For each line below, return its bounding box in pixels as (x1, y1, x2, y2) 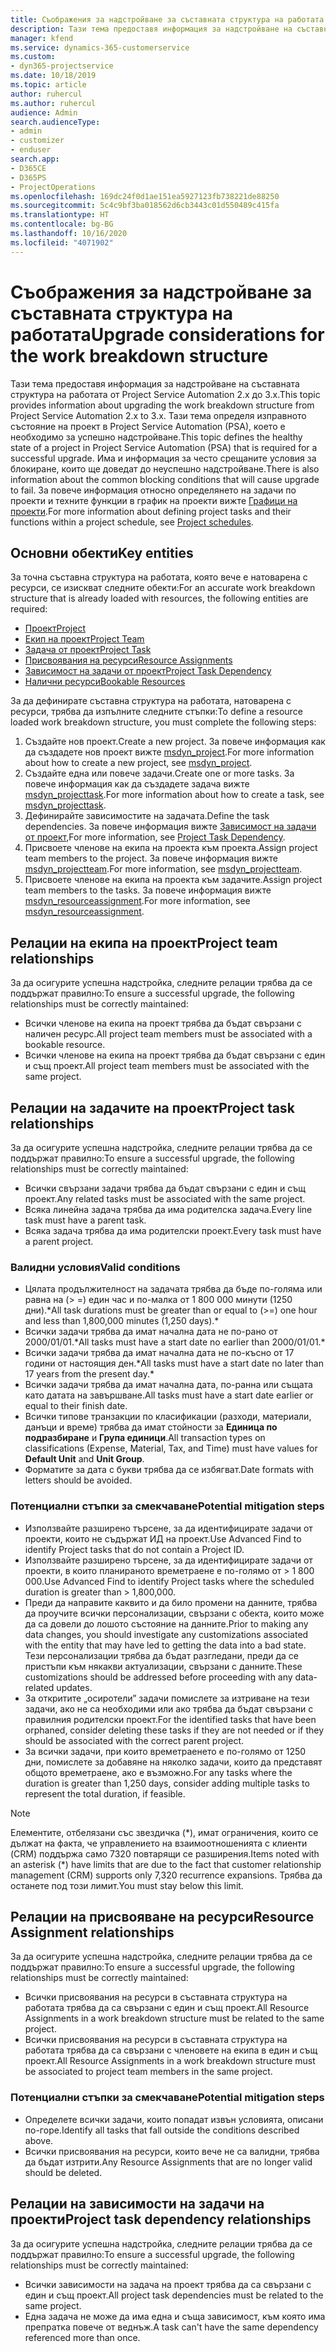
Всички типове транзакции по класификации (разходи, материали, (24, 1411, 312, 1423)
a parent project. (24, 1236, 94, 1247)
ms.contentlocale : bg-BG (10, 219, 114, 230)
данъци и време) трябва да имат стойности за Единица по (24, 1421, 278, 1433)
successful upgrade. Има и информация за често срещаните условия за (10, 452, 317, 464)
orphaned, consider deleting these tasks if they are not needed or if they (24, 1724, 325, 1736)
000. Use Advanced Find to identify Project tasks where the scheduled (24, 1575, 315, 1587)
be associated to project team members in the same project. (24, 2066, 273, 2078)
